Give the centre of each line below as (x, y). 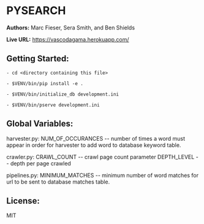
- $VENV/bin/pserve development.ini (53, 105)
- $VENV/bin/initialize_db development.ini (63, 94)
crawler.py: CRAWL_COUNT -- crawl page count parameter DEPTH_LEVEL (100, 157)
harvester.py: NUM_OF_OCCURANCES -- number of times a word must (96, 138)
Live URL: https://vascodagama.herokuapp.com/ (68, 39)
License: (23, 200)
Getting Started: (38, 59)
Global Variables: (40, 124)
